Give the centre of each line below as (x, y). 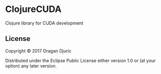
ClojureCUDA (33, 9)
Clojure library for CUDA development (44, 23)
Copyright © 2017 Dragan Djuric (38, 50)
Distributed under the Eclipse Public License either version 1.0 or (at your (80, 60)
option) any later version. (31, 65)
